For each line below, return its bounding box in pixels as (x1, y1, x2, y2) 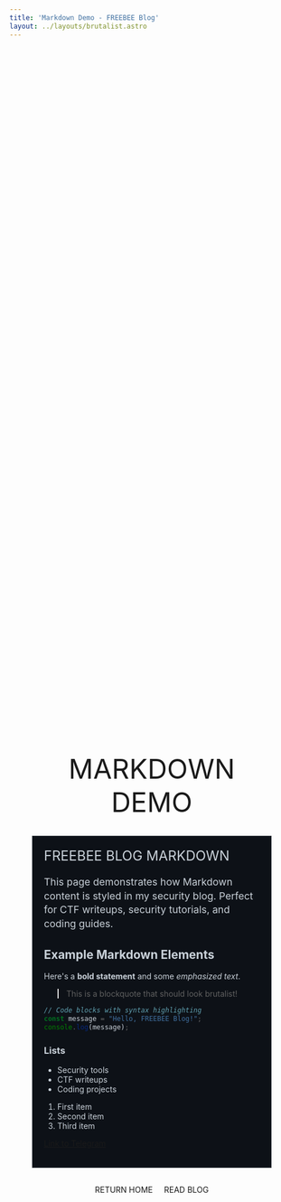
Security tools (57, 1065, 109, 1075)
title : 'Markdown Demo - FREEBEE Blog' (9, 13, 160, 23)
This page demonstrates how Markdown (43, 875, 233, 888)
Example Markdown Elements (43, 946, 215, 963)
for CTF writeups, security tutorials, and (43, 903, 230, 916)
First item (57, 1102, 92, 1113)
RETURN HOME (94, 1185, 154, 1196)
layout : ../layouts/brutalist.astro (9, 22, 147, 31)
